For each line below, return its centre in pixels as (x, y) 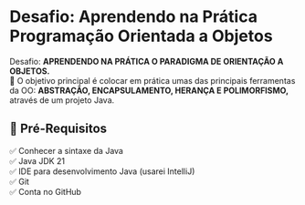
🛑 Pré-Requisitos (58, 129)
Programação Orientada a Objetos (141, 36)
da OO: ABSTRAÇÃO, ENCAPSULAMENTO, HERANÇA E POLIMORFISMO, (149, 90)
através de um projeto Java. (62, 100)
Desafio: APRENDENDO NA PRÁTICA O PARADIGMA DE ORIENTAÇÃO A (147, 61)
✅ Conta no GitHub (46, 191)
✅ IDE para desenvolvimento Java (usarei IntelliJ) (102, 171)
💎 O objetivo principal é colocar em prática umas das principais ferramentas (152, 80)
